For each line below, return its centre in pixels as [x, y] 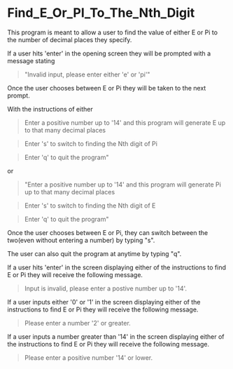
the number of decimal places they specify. [70, 39]
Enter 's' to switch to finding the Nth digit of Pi [91, 143]
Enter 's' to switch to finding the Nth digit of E [90, 206]
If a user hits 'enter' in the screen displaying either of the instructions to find [116, 267]
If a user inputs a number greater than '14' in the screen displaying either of [116, 336]
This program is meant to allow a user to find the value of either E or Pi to [113, 32]
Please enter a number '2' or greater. [77, 323]
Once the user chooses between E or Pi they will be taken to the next [107, 88]
